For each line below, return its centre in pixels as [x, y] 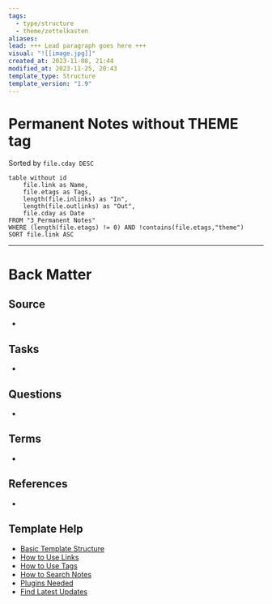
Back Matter [50, 274]
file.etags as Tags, [57, 192]
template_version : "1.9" [50, 83]
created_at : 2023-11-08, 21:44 [61, 62]
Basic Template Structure [62, 548]
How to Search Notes [55, 574]
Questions [35, 394]
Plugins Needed [47, 583]
